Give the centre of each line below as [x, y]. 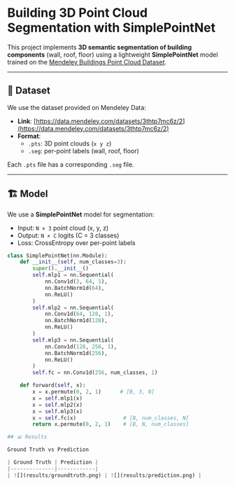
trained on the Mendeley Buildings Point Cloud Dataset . [87, 62]
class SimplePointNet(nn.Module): [58, 256]
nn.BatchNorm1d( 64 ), [74, 288]
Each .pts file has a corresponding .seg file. [71, 164]
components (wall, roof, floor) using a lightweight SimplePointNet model [113, 55]
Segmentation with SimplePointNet [111, 28]
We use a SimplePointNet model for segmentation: [81, 214]
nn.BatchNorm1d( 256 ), [76, 353]
